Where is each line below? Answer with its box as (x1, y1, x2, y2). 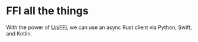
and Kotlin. (6, 30, 33, 37)
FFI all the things (6, 4, 89, 18)
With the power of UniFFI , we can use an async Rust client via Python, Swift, (6, 24, 192, 31)
